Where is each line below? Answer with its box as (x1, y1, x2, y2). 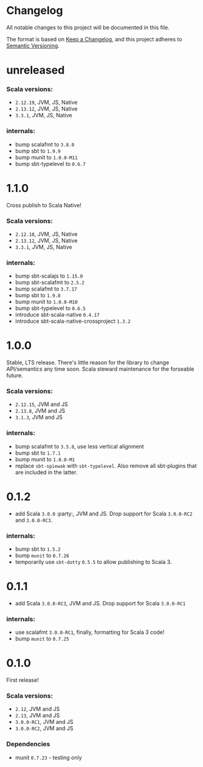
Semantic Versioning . (6, 42, 60, 49)
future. (6, 372, 23, 379)
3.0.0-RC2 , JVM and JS (15, 724, 74, 732)
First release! (6, 676, 40, 684)
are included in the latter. (15, 469, 78, 476)
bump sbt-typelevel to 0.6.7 (15, 160, 86, 167)
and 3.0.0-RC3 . (15, 516, 53, 523)
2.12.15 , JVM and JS (15, 401, 68, 408)
